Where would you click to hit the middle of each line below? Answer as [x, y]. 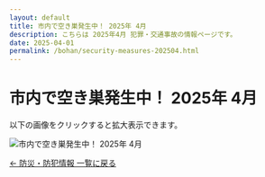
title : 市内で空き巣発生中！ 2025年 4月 [78, 26]
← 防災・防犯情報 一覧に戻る [63, 164]
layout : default [40, 18]
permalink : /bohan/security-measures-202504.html [105, 51]
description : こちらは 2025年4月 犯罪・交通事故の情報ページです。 [123, 34]
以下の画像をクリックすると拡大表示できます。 [96, 125]
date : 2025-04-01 [42, 43]
